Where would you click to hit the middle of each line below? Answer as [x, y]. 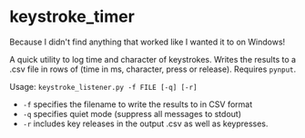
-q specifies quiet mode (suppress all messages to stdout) [132, 113]
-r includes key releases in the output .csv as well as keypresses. [145, 123]
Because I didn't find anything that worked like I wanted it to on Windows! [147, 42]
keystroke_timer [72, 17]
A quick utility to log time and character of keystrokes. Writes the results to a [153, 59]
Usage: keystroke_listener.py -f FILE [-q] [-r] [103, 86]
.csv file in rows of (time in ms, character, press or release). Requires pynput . [153, 69]
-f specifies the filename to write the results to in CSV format [137, 104]
